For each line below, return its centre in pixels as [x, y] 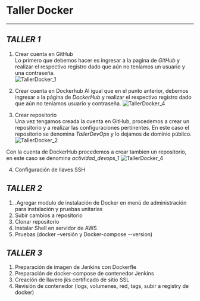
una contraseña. [35, 73]
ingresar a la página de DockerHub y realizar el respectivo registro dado [103, 97]
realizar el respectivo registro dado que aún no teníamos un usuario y [100, 67]
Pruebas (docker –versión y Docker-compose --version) [84, 234]
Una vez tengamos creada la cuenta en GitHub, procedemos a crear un [102, 121]
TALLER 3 [24, 253]
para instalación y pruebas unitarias [59, 209]
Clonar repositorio [37, 221]
